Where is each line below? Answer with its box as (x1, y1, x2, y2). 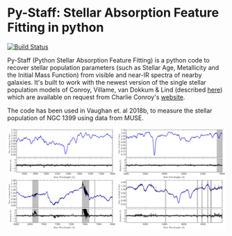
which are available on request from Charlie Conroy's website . (7, 92, 185, 101)
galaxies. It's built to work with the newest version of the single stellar (7, 78, 207, 86)
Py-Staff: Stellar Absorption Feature (7, 5, 219, 21)
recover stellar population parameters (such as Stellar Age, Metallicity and (7, 63, 219, 71)
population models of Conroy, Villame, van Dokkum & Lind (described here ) (7, 85, 223, 94)
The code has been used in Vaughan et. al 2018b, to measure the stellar (7, 106, 213, 115)
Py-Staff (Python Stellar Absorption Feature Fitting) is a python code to (7, 56, 210, 64)
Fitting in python (7, 19, 104, 35)
